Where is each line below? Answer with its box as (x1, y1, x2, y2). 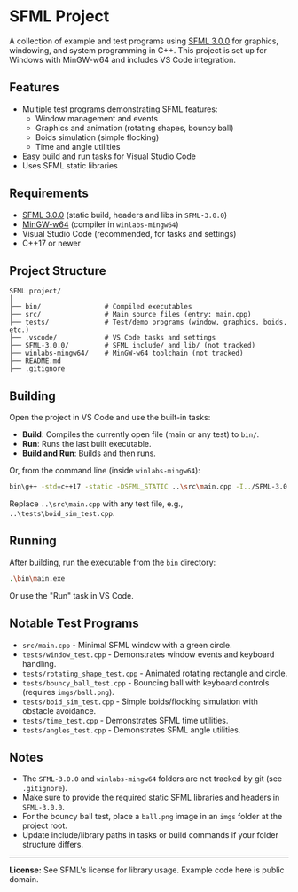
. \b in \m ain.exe (9, 574, 66, 583)
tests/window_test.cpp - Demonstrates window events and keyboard (21, 649, 275, 660)
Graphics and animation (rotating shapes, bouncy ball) (35, 122, 234, 133)
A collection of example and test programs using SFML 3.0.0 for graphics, (9, 35, 279, 46)
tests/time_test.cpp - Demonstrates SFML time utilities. (21, 715, 229, 725)
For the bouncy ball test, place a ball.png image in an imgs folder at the (21, 811, 283, 822)
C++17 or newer (21, 238, 82, 248)
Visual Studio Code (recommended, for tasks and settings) (21, 228, 237, 239)
